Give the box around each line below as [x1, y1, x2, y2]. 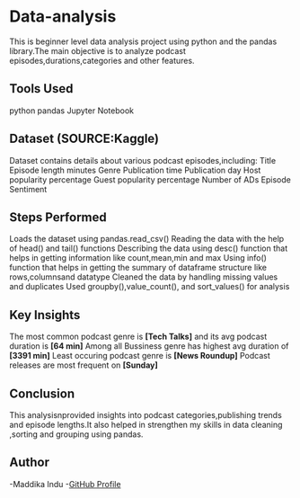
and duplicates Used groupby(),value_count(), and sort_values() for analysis [9, 281, 290, 292]
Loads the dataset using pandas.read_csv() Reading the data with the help [9, 234, 285, 245]
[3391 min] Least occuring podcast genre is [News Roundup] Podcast [9, 351, 271, 361]
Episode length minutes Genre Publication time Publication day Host [9, 165, 261, 175]
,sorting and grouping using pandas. [9, 429, 144, 440]
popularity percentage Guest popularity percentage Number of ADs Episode [9, 173, 292, 185]
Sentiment [9, 183, 48, 194]
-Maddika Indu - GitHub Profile [9, 478, 121, 489]
